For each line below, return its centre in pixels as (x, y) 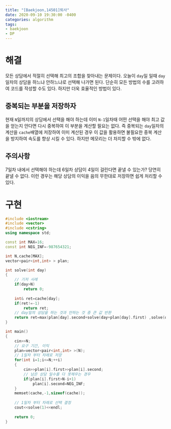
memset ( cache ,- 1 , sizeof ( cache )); (50, 393)
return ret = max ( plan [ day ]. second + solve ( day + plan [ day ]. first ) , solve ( (90, 318)
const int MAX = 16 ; (25, 242)
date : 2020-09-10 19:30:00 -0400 (41, 15)
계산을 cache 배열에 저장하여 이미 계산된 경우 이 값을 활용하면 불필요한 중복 (79, 132)
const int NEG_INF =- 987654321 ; (38, 247)
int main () (17, 331)
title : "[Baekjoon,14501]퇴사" (37, 10)
